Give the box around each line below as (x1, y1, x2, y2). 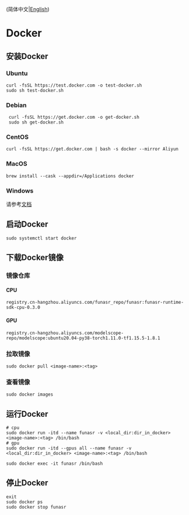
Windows (6, 187, 34, 195)
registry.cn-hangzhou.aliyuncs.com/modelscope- (6, 330, 124, 336)
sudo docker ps (6, 499, 43, 505)
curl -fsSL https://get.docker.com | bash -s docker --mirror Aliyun (6, 146, 179, 152)
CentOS (6, 133, 29, 141)
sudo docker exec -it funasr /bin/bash (6, 461, 103, 466)
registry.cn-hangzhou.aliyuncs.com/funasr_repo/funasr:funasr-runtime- (6, 300, 184, 305)
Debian (6, 101, 27, 109)
